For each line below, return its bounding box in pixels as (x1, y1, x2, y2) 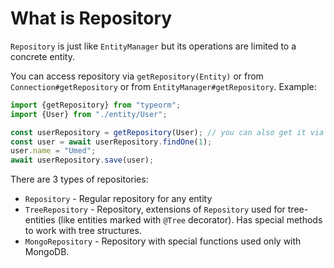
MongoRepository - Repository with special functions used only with (24, 235, 302, 247)
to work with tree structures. (24, 225, 142, 237)
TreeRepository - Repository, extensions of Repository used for (24, 203, 286, 216)
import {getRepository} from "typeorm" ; (10, 100, 182, 110)
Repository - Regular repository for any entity (24, 193, 213, 205)
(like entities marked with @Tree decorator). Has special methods (57, 214, 323, 226)
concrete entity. (10, 50, 75, 62)
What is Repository (10, 7, 173, 30)
